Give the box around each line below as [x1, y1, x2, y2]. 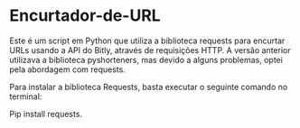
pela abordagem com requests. [9, 64, 127, 75]
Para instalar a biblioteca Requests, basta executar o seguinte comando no [9, 81, 288, 92]
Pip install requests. [9, 108, 83, 119]
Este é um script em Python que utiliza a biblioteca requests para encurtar [9, 35, 286, 46]
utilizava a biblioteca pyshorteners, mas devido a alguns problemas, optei [9, 54, 283, 65]
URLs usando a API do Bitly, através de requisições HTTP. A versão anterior [9, 44, 291, 55]
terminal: [9, 91, 42, 102]
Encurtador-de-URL [9, 5, 161, 26]
